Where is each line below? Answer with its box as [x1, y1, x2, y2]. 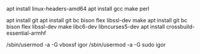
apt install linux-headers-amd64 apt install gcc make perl [6, 5, 150, 12]
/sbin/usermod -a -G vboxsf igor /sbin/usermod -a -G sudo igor [6, 41, 166, 48]
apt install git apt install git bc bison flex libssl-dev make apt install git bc [6, 17, 188, 23]
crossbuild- [166, 23, 195, 30]
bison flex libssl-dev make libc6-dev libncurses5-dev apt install [6, 23, 165, 30]
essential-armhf [6, 29, 47, 37]
